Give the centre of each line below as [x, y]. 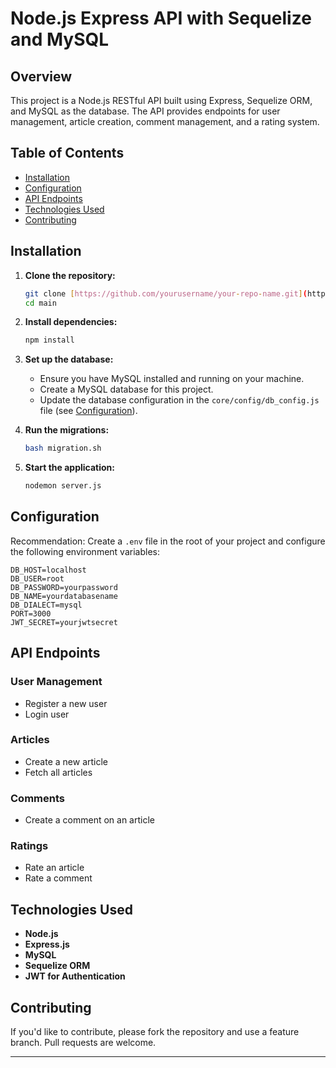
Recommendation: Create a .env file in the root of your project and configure [168, 541]
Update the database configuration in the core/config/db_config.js [179, 400]
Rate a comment [58, 878]
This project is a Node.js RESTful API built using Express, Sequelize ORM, [161, 100]
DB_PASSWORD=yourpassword [64, 587]
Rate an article [54, 868]
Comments [37, 798]
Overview [41, 76]
